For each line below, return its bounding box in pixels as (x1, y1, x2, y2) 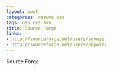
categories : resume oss (6, 14, 65, 20)
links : (6, 31, 22, 37)
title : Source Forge (6, 25, 57, 31)
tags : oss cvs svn (6, 20, 51, 25)
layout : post (6, 8, 38, 15)
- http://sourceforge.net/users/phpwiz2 (6, 42, 108, 48)
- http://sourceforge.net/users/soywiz (6, 36, 105, 42)
